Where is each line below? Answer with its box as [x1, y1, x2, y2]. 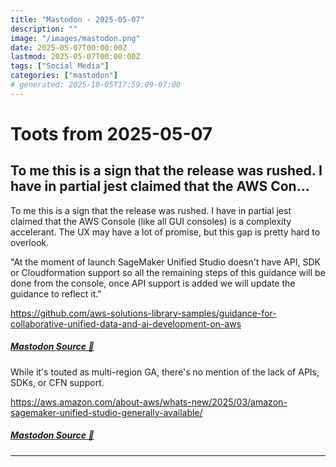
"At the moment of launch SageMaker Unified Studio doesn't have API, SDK [10, 256, 321, 268]
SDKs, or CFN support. [10, 376, 105, 388]
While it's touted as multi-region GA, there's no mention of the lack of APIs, [10, 366, 320, 378]
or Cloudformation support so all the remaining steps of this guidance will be [10, 266, 326, 278]
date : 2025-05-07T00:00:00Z [10, 42, 128, 53]
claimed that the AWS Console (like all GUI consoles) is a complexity [10, 215, 292, 227]
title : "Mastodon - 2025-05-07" [10, 14, 145, 25]
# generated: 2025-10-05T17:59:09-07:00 [10, 80, 182, 90]
